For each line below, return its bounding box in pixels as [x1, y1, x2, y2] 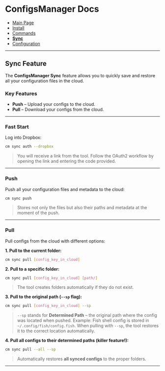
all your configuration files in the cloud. [5, 78, 84, 84]
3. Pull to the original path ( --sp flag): [5, 294, 82, 300]
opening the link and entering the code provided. [17, 158, 116, 164]
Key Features [5, 90, 38, 97]
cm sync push [5, 196, 32, 201]
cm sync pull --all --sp [5, 347, 56, 352]
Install [12, 25, 25, 31]
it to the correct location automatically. [17, 328, 95, 334]
